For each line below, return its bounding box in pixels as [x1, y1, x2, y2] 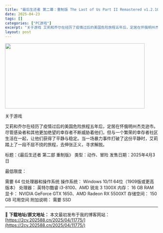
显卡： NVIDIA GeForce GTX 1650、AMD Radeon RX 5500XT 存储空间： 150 [5, 191, 157, 197]
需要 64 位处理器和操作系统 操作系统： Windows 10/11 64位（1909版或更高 [5, 179, 154, 184]
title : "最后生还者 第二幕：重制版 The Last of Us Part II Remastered [5, 7, 142, 12]
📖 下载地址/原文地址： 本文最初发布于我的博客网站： [5, 212, 110, 217]
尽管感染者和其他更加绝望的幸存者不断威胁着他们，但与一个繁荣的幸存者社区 [5, 130, 158, 135]
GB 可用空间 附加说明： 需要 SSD [5, 197, 71, 202]
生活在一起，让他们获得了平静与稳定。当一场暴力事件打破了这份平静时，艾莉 [5, 135, 158, 141]
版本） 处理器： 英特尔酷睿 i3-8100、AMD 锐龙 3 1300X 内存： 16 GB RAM [5, 185, 154, 190]
